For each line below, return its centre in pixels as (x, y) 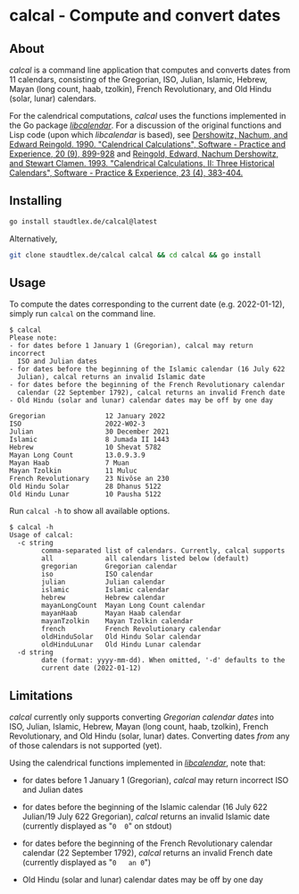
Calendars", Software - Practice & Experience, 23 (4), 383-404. (126, 173)
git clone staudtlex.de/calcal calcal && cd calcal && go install (135, 255)
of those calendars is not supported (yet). (86, 746)
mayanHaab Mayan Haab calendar (111, 613)
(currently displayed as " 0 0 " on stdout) (97, 826)
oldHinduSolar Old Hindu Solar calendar (121, 637)
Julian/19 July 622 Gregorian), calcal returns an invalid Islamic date (146, 817)
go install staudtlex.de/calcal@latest (83, 221)
